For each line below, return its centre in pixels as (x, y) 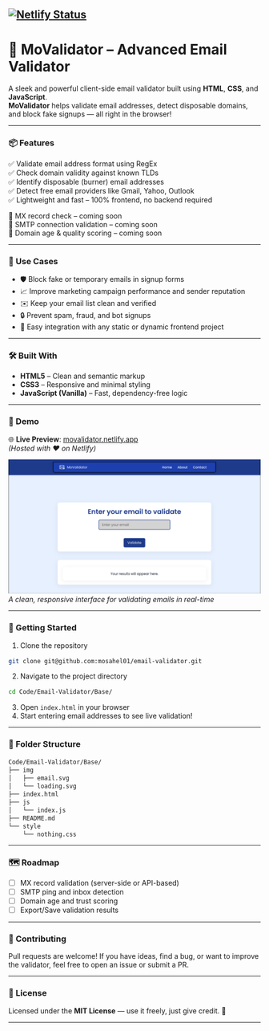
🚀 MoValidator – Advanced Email (118, 49)
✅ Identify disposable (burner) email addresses (86, 181)
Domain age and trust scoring (69, 901)
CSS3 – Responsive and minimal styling (85, 385)
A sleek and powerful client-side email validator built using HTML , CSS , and (133, 88)
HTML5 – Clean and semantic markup (82, 376)
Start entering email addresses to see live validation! (106, 716)
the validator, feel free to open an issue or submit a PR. (99, 965)
